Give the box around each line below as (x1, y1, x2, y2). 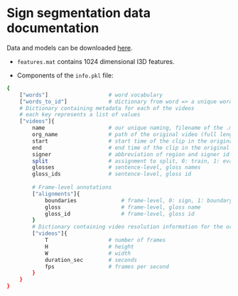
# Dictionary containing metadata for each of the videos (19, 104, 195, 111)
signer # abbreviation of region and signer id (32, 150, 230, 158)
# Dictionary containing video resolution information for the (32, 224, 223, 231)
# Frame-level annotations (32, 184, 112, 191)
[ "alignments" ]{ (32, 190, 80, 197)
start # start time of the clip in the (32, 137, 207, 145)
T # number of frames (44, 236, 166, 244)
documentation (6, 20, 99, 36)
